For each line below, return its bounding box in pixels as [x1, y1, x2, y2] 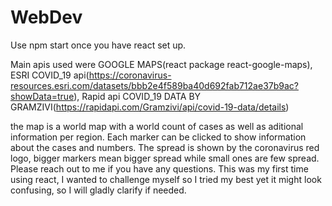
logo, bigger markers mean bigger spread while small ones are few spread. [10, 152, 320, 164]
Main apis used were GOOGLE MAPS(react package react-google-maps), [10, 58, 313, 70]
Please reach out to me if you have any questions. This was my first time [10, 162, 309, 175]
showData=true [10, 90, 75, 102]
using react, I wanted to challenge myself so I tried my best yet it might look [10, 173, 322, 185]
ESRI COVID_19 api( [10, 69, 90, 81]
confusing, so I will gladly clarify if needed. [10, 184, 187, 196]
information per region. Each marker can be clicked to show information [10, 131, 307, 143]
